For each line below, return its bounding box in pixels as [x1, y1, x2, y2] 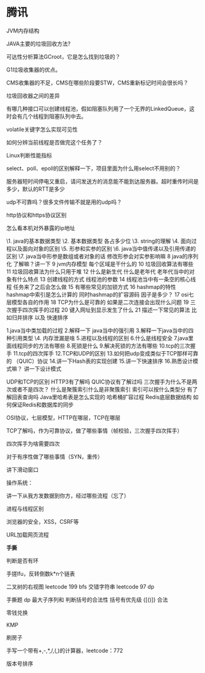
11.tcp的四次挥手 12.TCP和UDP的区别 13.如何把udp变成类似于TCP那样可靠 [13, 349, 199, 357]
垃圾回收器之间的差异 [6, 92, 60, 99]
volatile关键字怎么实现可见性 [6, 125, 78, 133]
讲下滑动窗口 [6, 466, 38, 473]
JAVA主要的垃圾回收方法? [6, 40, 71, 47]
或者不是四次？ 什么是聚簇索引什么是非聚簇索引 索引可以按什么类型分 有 [11, 385, 193, 393]
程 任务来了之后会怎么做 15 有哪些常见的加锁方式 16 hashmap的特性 [6, 283, 176, 291]
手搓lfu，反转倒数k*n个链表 [6, 570, 75, 577]
